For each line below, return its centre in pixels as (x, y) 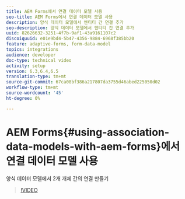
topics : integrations (32, 50)
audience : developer (31, 55)
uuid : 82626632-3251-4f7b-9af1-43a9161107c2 (61, 33)
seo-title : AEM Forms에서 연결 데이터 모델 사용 (60, 17)
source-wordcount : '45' (35, 93)
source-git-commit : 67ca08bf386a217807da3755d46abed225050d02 (83, 82)
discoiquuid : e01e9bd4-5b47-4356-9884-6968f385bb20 (70, 39)
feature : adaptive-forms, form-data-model (58, 44)
